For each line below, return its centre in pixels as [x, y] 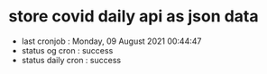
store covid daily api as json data [133, 16]
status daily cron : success [71, 60]
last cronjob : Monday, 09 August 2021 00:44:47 [111, 41]
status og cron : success [67, 50]
